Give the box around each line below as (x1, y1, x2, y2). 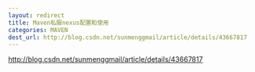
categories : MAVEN (8, 26, 68, 34)
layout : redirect (8, 11, 65, 20)
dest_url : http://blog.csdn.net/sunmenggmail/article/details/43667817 (8, 33, 247, 41)
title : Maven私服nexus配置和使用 (8, 19, 109, 27)
